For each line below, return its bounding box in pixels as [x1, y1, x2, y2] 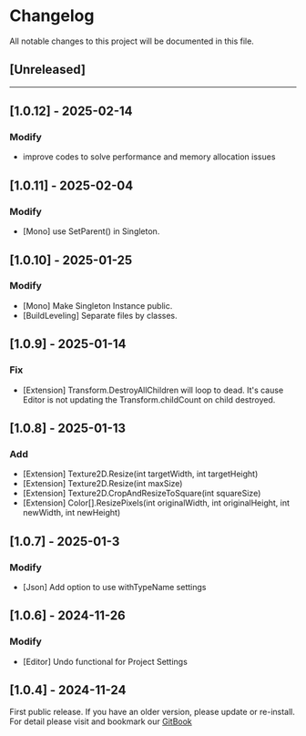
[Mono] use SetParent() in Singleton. [22, 226, 160, 237]
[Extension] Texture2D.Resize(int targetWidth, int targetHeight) [22, 468, 259, 479]
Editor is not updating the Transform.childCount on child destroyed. [22, 394, 276, 405]
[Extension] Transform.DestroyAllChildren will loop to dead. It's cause [22, 384, 284, 395]
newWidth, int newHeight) [22, 507, 121, 518]
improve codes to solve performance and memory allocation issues [22, 151, 276, 162]
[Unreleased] [9, 62, 87, 77]
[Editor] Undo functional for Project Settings [22, 656, 189, 667]
